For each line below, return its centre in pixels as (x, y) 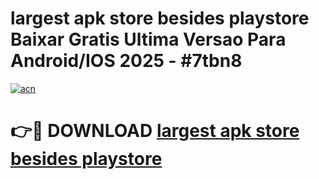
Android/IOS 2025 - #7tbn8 (126, 61)
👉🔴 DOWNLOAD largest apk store (155, 131)
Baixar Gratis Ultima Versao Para (148, 39)
